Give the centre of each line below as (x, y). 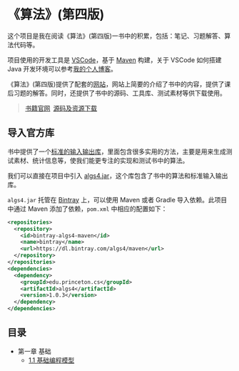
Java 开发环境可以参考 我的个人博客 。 (62, 69)
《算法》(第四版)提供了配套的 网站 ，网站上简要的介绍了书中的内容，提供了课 (119, 84)
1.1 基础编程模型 (51, 360)
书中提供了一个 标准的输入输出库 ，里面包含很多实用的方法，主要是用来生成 (117, 152)
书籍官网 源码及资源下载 (61, 108)
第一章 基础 (34, 351)
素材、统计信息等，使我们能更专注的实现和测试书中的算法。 (101, 160)
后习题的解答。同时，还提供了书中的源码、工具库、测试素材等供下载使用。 (117, 93)
